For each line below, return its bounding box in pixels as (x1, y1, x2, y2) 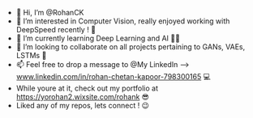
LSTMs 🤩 (15, 51, 47, 60)
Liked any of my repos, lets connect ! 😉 (15, 101, 150, 110)
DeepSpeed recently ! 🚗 (15, 25, 96, 34)
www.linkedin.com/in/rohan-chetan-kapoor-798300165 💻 (15, 72, 211, 81)
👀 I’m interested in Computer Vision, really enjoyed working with (15, 16, 230, 26)
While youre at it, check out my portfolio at (15, 83, 159, 93)
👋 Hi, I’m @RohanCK (15, 8, 84, 17)
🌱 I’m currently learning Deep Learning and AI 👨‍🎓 (15, 33, 181, 43)
